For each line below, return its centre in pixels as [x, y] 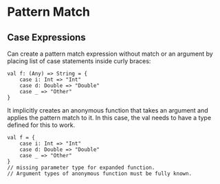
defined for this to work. [41, 125]
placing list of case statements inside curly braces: [79, 61]
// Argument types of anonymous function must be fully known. [100, 174]
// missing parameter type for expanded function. [81, 168]
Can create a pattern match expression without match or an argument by [110, 54]
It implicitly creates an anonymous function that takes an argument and [108, 110]
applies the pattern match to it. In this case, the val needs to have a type [109, 118]
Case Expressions [46, 37]
